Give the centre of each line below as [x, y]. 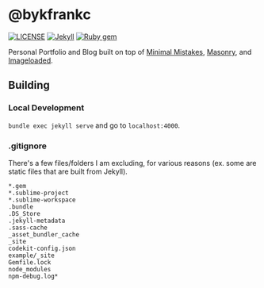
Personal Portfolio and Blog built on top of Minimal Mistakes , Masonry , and [130, 52]
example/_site [32, 255]
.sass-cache [28, 228]
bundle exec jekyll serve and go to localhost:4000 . [94, 125]
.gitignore [28, 146]
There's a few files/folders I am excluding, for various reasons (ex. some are [132, 163]
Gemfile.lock [30, 262]
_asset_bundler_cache [44, 234]
